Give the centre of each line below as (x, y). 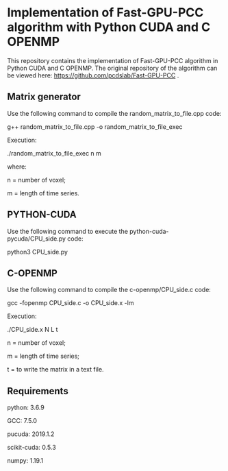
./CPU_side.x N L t (33, 330)
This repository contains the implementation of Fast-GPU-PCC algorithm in (113, 60)
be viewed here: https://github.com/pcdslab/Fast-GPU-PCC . (93, 75)
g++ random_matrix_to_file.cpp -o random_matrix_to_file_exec (95, 126)
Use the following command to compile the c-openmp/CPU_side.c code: (109, 290)
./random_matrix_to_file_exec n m (54, 153)
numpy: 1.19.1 (25, 461)
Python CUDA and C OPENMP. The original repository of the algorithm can (112, 68)
